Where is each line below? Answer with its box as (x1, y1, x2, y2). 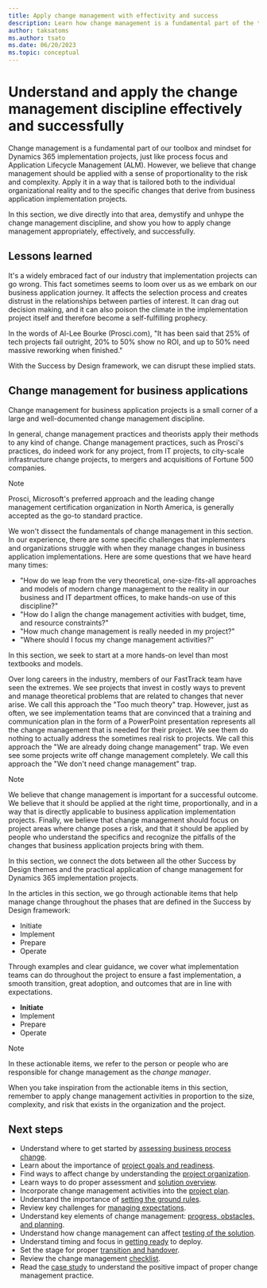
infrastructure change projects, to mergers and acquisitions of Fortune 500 (8, 454, 254, 464)
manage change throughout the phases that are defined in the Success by (8, 897, 252, 906)
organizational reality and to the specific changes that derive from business (8, 185, 256, 195)
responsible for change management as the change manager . (8, 1067, 211, 1077)
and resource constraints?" (19, 618, 109, 627)
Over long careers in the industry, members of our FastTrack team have (8, 674, 242, 684)
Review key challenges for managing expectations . (19, 1203, 187, 1212)
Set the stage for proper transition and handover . (19, 1245, 180, 1255)
